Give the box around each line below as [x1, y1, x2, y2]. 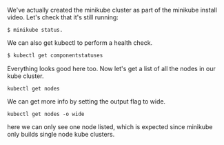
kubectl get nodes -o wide [7, 110, 85, 117]
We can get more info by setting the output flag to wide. [7, 97, 166, 106]
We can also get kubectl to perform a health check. [7, 39, 153, 47]
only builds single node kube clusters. [7, 130, 115, 138]
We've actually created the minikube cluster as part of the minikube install [7, 6, 217, 14]
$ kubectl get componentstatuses [7, 52, 103, 59]
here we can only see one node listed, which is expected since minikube [7, 122, 213, 130]
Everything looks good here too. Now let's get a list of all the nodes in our [7, 64, 216, 72]
